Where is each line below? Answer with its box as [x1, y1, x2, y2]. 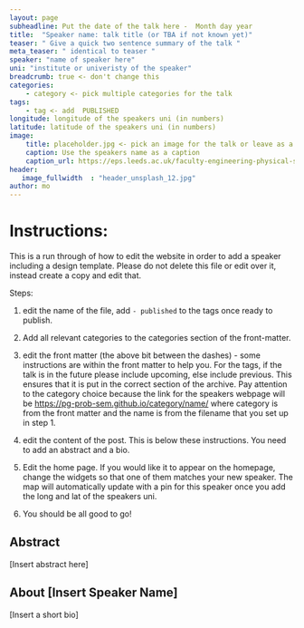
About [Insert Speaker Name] [9, 585, 178, 601]
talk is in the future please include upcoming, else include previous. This [22, 369, 292, 381]
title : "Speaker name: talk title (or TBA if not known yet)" [9, 30, 253, 39]
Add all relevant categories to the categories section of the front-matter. [22, 333, 291, 343]
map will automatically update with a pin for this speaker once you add [22, 481, 286, 492]
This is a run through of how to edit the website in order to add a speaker [9, 251, 282, 262]
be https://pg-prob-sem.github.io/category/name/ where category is [22, 398, 279, 409]
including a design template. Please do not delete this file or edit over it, [9, 260, 277, 272]
